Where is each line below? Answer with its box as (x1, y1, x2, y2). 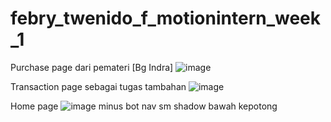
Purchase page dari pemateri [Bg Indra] (10, 61, 174, 73)
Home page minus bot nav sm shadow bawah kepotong (10, 100, 278, 112)
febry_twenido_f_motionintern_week (10, 7, 322, 30)
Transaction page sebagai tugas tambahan (10, 80, 187, 92)
